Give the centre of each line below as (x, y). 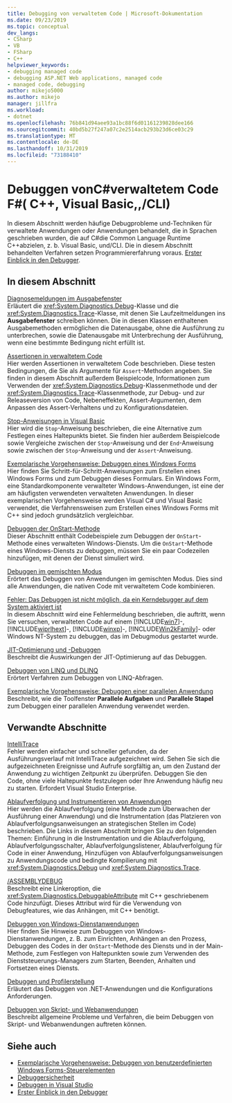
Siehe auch (32, 1046)
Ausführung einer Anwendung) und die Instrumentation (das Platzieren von (114, 817)
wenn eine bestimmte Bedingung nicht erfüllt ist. (76, 343)
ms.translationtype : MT (42, 136)
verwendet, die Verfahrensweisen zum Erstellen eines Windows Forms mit (113, 508)
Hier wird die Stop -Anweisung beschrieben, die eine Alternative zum (105, 428)
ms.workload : (26, 110)
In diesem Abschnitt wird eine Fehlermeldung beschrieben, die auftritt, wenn (116, 614)
